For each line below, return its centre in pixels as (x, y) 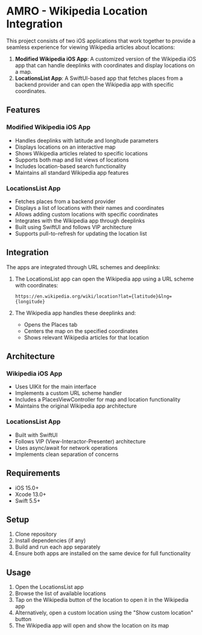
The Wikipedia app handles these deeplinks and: (75, 313)
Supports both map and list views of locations (72, 160)
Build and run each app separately (58, 547)
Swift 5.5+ (28, 501)
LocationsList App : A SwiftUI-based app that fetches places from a (99, 78)
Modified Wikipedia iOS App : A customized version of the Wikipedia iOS (106, 59)
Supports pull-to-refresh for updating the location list (81, 233)
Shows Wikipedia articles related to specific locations (81, 153)
